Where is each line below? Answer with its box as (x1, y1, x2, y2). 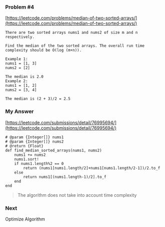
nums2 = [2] (5, 66, 30, 71)
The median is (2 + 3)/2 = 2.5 (5, 96, 71, 101)
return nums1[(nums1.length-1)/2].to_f (23, 174, 107, 180)
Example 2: (5, 79, 28, 84)
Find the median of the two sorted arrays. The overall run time (5, 43, 144, 48)
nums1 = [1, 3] (5, 61, 37, 66)
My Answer (5, 108, 34, 115)
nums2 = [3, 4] (5, 87, 37, 93)
